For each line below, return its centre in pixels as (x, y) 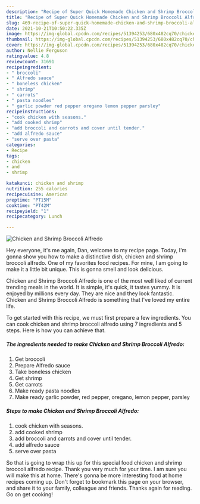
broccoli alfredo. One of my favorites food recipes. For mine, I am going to (97, 263)
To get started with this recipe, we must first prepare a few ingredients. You (99, 318)
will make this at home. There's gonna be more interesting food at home (94, 475)
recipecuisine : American (37, 194)
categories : (21, 145)
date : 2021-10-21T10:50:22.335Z (46, 28)
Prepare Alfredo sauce (42, 366)
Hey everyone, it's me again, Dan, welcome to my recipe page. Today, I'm (96, 251)
